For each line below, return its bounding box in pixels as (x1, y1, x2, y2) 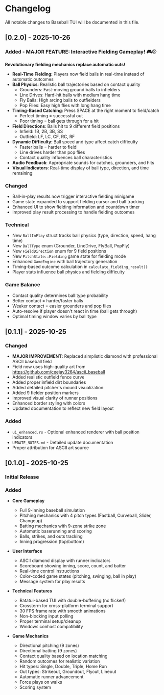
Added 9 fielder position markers (12, 390, 79, 396)
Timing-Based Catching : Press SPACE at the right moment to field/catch (12, 107, 160, 113)
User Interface (12, 548, 43, 554)
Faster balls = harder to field (19, 144, 77, 150)
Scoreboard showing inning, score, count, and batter (19, 563, 126, 569)
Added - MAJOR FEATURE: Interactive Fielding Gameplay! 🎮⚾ (5, 49, 157, 55)
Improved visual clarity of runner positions (12, 395, 98, 401)
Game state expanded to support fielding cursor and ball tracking (12, 198, 144, 204)
